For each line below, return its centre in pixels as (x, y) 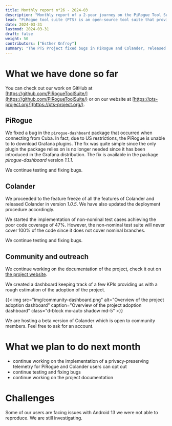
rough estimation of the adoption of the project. (55, 290)
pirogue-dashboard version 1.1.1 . (39, 160)
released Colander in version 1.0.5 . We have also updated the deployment (83, 204)
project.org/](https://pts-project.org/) (45, 104)
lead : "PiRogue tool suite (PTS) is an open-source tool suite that (80, 20)
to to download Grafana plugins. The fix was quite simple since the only (81, 144)
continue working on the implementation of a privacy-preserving (81, 361)
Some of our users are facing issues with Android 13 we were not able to (82, 412)
